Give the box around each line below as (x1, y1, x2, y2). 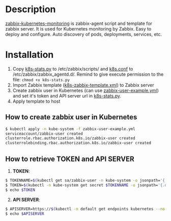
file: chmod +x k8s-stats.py (12, 76, 70, 82)
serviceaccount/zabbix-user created (5, 131, 83, 136)
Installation (5, 49, 54, 60)
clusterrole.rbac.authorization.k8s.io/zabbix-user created (5, 136, 136, 141)
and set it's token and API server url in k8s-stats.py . (12, 92, 121, 99)
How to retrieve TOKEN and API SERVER (5, 154, 134, 163)
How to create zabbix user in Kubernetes (5, 113, 137, 121)
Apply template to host (12, 98, 61, 104)
